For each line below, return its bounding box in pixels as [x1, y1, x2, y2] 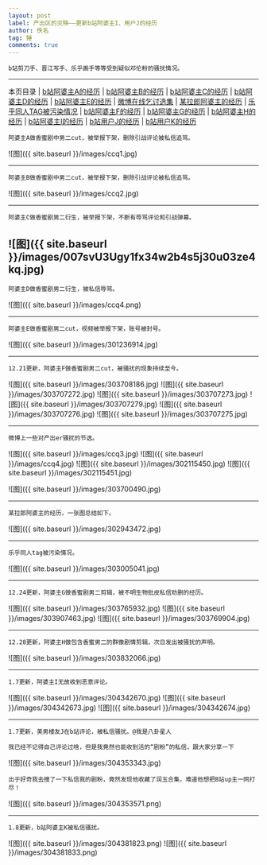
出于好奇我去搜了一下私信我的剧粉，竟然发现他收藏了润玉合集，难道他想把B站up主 [8, 775, 238, 783]
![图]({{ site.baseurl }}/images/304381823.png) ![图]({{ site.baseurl [8, 838, 227, 848]
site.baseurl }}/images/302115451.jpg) [8, 467, 133, 477]
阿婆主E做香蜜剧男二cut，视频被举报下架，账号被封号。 [8, 324, 165, 332]
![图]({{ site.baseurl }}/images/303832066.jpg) [8, 653, 161, 662]
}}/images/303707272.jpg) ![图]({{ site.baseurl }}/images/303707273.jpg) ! [8, 389, 253, 398]
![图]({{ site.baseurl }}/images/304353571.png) [8, 798, 162, 808]
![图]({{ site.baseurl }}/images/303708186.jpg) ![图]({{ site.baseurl [8, 379, 224, 389]
